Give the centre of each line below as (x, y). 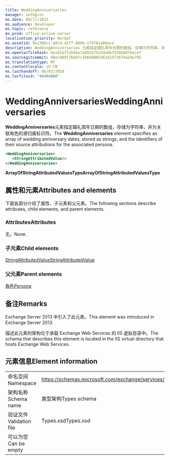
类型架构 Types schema (69, 398)
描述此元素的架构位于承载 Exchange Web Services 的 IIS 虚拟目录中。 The (82, 333)
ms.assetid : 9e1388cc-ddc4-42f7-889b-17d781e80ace (60, 43)
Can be (16, 443)
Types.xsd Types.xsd (66, 420)
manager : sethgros (25, 15)
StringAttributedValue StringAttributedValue (50, 260)
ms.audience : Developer (30, 24)
